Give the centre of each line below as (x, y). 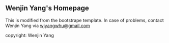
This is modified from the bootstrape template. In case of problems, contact (84, 20)
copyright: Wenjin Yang (30, 35)
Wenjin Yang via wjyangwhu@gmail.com (48, 25)
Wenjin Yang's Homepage (47, 8)
